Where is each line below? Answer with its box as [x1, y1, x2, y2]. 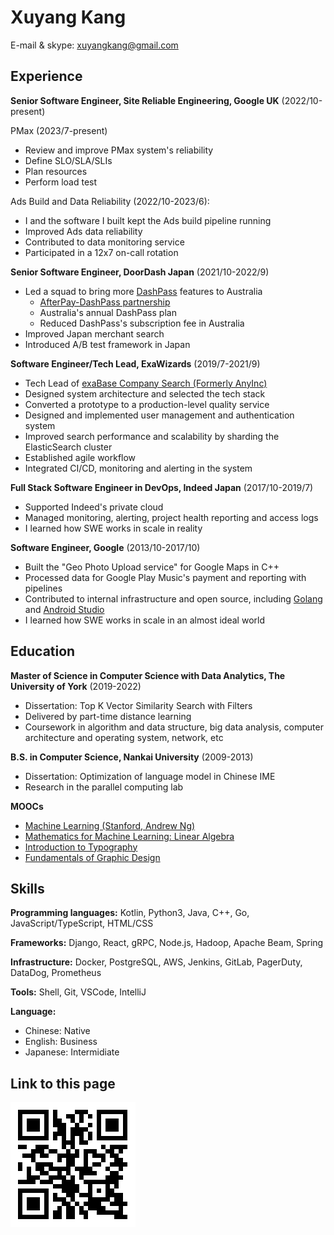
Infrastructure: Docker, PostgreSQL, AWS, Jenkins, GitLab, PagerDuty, [10, 956, 303, 968]
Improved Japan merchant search [24, 327, 165, 340]
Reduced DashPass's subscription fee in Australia [39, 317, 245, 329]
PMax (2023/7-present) [10, 124, 108, 136]
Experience [10, 68, 83, 85]
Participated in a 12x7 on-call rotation [24, 246, 179, 258]
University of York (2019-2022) [10, 680, 142, 692]
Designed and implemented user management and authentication [24, 409, 295, 421]
